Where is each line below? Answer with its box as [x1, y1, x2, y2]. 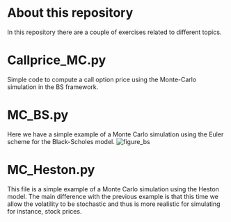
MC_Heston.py [7, 162, 95, 177]
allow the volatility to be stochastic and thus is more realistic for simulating [7, 200, 221, 208]
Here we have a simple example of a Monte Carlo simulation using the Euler [7, 130, 224, 138]
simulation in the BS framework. [7, 82, 99, 91]
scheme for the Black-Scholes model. [7, 137, 115, 145]
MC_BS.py [7, 107, 69, 123]
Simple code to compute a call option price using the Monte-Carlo [7, 75, 197, 84]
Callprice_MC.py [7, 52, 106, 68]
